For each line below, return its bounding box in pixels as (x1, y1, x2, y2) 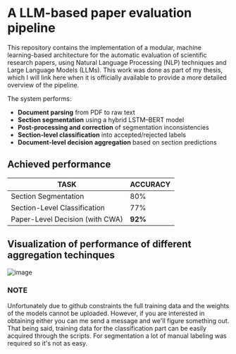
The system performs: (7, 94, 72, 103)
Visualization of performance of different (7, 238, 192, 250)
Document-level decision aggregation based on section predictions (17, 138, 217, 146)
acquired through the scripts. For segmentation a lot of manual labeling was (7, 331, 227, 340)
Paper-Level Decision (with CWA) (11, 214, 123, 224)
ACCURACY (130, 179, 171, 189)
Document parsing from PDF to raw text (17, 108, 135, 116)
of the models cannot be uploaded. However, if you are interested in (7, 309, 205, 317)
